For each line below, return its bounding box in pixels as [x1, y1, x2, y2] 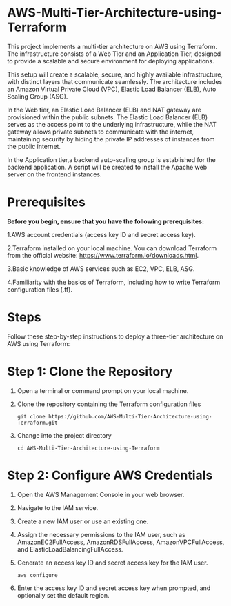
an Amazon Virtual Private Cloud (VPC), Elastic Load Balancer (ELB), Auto [7, 85, 217, 93]
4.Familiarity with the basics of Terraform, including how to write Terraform [7, 278, 221, 286]
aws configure [17, 572, 58, 578]
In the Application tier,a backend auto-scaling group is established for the [7, 155, 216, 163]
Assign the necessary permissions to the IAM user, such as [17, 530, 186, 538]
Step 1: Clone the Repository [7, 364, 173, 379]
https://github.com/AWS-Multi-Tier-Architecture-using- [48, 413, 212, 420]
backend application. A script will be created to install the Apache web [7, 163, 208, 171]
